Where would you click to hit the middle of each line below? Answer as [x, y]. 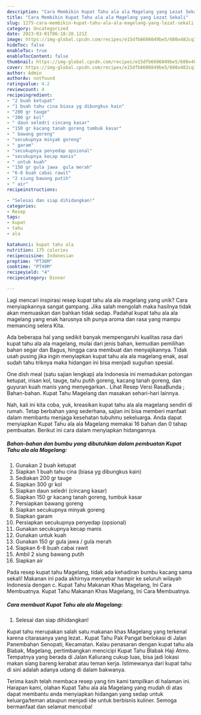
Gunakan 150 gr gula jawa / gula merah [64, 541]
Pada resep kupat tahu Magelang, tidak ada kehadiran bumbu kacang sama [100, 572]
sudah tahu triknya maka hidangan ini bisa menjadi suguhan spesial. [90, 362]
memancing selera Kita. [36, 325]
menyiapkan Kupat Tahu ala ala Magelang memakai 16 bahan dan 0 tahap [97, 424]
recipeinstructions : [33, 190]
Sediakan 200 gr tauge [44, 478]
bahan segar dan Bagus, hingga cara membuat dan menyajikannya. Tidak [97, 350]
